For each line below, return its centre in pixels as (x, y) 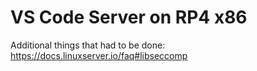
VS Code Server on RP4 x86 (129, 17)
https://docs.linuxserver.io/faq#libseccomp (99, 55)
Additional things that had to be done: (88, 45)
